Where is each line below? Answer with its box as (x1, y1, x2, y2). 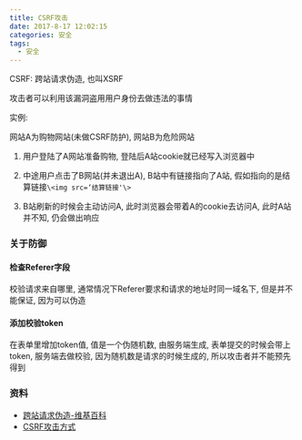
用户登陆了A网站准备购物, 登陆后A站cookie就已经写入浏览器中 (22, 151, 256, 162)
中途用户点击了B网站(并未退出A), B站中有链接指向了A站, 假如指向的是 (22, 170, 283, 181)
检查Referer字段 (9, 261, 71, 272)
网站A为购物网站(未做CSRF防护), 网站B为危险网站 (9, 131, 196, 142)
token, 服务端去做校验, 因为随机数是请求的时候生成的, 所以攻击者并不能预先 (9, 351, 291, 362)
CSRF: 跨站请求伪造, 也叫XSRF (9, 74, 125, 85)
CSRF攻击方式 (22, 421, 76, 432)
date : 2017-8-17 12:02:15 (9, 22, 107, 31)
